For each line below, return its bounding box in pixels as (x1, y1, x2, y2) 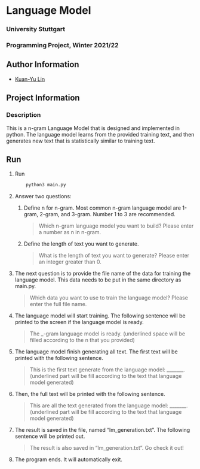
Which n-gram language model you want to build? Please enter (38, 222, 194, 229)
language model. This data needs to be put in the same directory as (14, 276, 181, 283)
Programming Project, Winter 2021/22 (6, 41, 119, 50)
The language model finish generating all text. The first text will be (14, 348, 178, 355)
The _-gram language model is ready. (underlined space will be (29, 330, 186, 337)
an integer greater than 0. (38, 258, 101, 265)
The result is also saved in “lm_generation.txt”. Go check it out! (29, 444, 184, 452)
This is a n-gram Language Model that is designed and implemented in (6, 124, 180, 132)
